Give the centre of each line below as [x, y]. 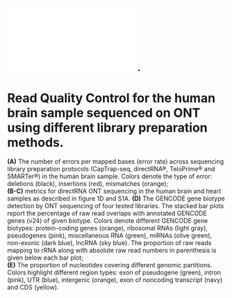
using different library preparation [107, 127]
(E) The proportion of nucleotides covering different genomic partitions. [110, 265]
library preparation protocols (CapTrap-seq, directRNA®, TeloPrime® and [111, 169]
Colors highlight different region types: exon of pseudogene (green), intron [114, 273]
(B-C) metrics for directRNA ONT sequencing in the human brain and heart [114, 191]
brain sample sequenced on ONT [104, 112]
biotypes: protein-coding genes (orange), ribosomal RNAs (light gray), [108, 228]
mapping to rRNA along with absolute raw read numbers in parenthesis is [112, 251]
